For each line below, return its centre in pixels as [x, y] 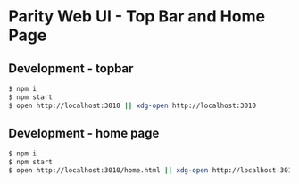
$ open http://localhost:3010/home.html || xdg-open [108, 171]
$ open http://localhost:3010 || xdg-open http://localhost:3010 [132, 105]
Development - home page [84, 134]
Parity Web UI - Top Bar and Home [137, 17]
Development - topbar [71, 68]
